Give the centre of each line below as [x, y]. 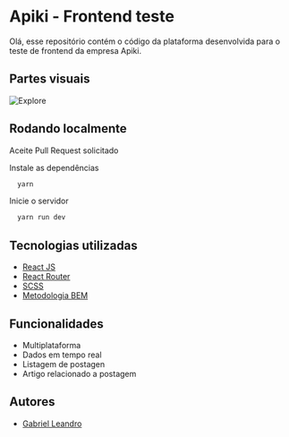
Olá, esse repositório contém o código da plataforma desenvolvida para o [144, 41]
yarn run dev [42, 218]
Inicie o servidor [39, 201]
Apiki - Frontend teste [92, 17]
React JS [39, 267]
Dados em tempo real [62, 355]
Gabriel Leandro [52, 424]
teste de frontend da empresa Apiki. [75, 50]
